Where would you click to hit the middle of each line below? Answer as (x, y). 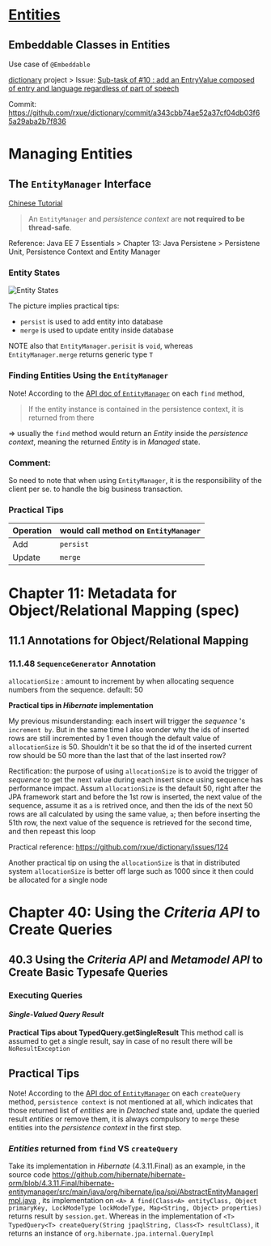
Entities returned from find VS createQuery (93, 1148)
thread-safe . (50, 227)
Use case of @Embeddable (49, 64)
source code (30, 1174)
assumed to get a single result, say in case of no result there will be (121, 1040)
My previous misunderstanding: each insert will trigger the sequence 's (127, 721)
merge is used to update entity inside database (97, 330)
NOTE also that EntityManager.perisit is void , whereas (101, 346)
